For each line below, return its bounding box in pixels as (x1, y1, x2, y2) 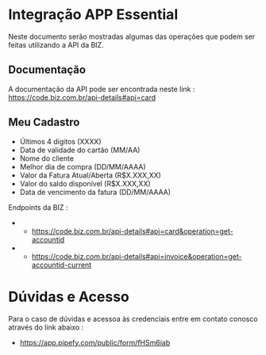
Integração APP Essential (8, 6, 179, 24)
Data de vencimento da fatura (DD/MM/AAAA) (19, 187, 172, 197)
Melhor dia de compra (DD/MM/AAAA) (19, 162, 146, 171)
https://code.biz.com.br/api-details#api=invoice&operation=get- (31, 251, 242, 261)
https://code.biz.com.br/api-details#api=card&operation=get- (31, 226, 234, 235)
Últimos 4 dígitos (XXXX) (19, 136, 102, 146)
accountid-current (31, 260, 92, 269)
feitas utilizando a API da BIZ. (8, 40, 105, 49)
